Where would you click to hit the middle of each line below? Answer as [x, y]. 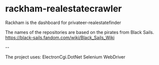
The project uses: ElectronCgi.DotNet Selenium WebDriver [65, 57]
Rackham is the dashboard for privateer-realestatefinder [63, 22]
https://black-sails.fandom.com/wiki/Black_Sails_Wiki [60, 37]
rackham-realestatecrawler [63, 9]
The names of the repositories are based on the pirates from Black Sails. [79, 32]
